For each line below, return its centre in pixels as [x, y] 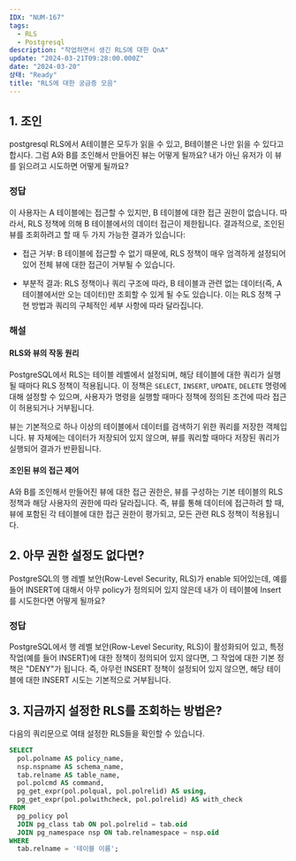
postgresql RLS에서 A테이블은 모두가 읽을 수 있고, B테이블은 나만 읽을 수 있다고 [147, 144]
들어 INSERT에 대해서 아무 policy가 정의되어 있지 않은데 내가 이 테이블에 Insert [145, 589]
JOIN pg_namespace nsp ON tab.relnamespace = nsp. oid [118, 833]
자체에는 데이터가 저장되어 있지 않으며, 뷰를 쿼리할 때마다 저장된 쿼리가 [158, 437]
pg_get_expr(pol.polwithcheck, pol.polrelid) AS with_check [130, 800]
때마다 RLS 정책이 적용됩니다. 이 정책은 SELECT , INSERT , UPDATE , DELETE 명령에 [152, 385]
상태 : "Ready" [33, 75]
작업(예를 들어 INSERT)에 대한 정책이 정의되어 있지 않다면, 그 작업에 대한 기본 [142, 658]
